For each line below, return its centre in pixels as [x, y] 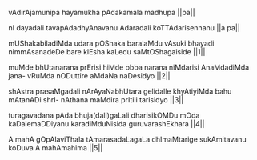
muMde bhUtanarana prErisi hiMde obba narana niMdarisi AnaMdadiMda [129, 67]
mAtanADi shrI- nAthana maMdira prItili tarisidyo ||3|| [96, 100]
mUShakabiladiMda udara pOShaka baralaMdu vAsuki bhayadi [111, 43]
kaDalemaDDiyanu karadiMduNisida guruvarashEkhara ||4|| [107, 124]
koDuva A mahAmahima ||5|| [56, 148]
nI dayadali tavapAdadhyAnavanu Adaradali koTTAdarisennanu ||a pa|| [124, 28]
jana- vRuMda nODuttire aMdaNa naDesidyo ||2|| [89, 76]
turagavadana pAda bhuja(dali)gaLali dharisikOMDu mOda [104, 115]
